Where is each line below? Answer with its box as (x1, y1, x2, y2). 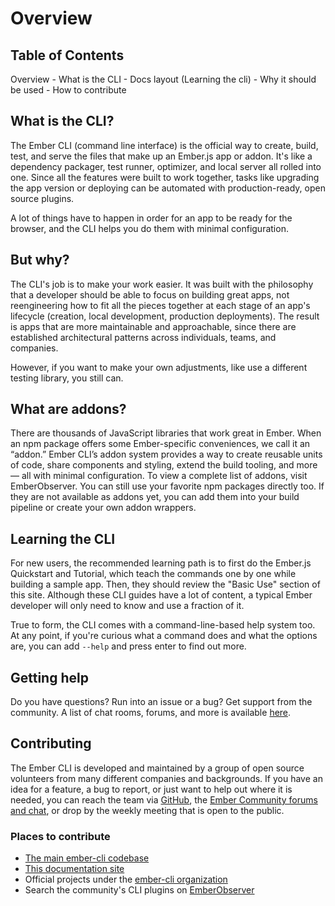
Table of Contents (10, 47, 125, 64)
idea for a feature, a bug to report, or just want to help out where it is (10, 783, 293, 795)
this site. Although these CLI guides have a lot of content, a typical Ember (10, 589, 313, 601)
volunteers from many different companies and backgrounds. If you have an (10, 772, 323, 784)
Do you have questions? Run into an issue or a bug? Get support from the (10, 696, 313, 708)
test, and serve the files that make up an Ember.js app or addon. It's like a (10, 150, 313, 162)
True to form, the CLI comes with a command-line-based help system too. (10, 619, 316, 631)
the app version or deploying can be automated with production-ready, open (10, 182, 326, 194)
